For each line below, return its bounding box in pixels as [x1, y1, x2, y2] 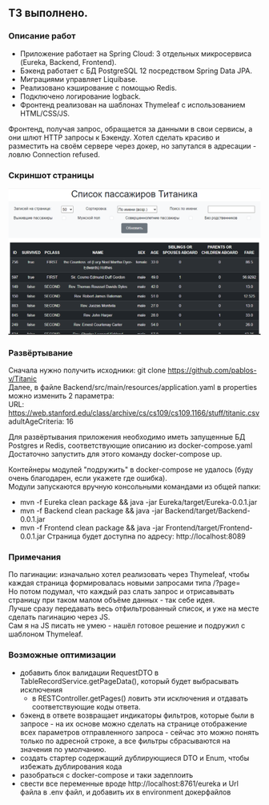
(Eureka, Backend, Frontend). [19, 57, 117, 67]
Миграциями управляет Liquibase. [19, 74, 138, 83]
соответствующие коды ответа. [31, 701, 142, 711]
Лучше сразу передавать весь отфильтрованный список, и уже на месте [8, 604, 259, 613]
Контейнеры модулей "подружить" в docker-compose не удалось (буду [8, 465, 254, 474]
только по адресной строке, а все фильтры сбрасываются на [19, 736, 231, 746]
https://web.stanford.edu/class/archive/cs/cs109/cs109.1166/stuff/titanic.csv [8, 409, 260, 418]
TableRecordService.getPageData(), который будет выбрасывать [19, 676, 239, 685]
